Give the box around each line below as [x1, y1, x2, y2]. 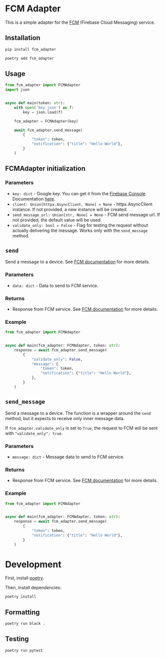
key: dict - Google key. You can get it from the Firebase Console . [12, 190, 147, 196]
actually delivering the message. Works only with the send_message [12, 227, 148, 233]
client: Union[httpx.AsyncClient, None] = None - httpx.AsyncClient [12, 201, 153, 207]
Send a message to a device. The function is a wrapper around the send [5, 410, 151, 416]
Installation [5, 34, 41, 42]
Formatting [5, 608, 40, 616]
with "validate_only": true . [5, 430, 63, 436]
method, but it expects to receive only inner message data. [5, 415, 125, 421]
